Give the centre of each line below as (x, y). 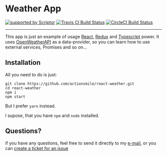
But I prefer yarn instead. (31, 106)
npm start (15, 97)
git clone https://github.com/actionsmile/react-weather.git (70, 84)
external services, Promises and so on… (46, 47)
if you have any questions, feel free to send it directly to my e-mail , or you (81, 143)
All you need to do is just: (31, 74)
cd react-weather (23, 88)
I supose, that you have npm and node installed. (52, 115)
